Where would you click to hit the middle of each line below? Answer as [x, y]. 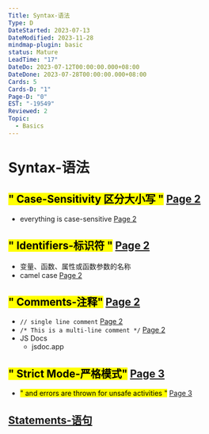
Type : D [21, 23]
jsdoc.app [48, 347]
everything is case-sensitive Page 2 [78, 219]
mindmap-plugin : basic [46, 45]
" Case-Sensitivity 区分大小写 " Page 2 [104, 199]
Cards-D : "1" [30, 89]
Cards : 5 [23, 82]
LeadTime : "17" [33, 60]
